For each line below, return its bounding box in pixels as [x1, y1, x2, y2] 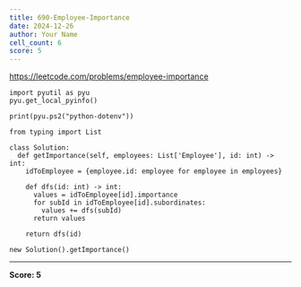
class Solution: [9, 143, 70, 152]
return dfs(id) [25, 230, 82, 239]
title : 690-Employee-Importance [9, 13, 130, 22]
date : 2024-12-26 [9, 22, 74, 30]
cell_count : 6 [9, 38, 63, 48]
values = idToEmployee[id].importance [32, 190, 178, 200]
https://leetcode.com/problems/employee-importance [9, 71, 209, 82]
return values [32, 214, 87, 223]
